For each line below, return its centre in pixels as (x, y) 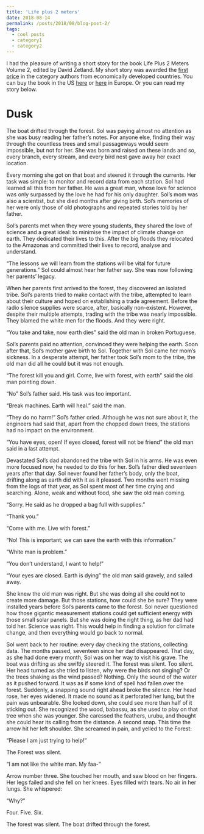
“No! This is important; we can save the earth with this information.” (91, 540)
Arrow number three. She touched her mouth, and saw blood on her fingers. (102, 775)
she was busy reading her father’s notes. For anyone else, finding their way (100, 137)
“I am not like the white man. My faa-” (54, 764)
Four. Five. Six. (25, 812)
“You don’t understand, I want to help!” (55, 563)
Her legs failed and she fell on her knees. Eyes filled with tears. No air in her (101, 782)
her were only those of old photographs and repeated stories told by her (97, 207)
